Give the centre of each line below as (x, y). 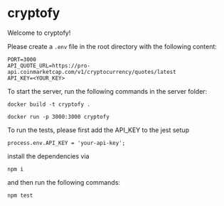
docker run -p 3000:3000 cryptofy (59, 116)
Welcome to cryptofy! (39, 33)
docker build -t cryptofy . (49, 104)
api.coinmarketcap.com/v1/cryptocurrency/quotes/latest (92, 72)
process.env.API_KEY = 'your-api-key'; (66, 143)
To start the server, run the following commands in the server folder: (107, 91)
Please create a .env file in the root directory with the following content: (112, 46)
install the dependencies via (48, 156)
